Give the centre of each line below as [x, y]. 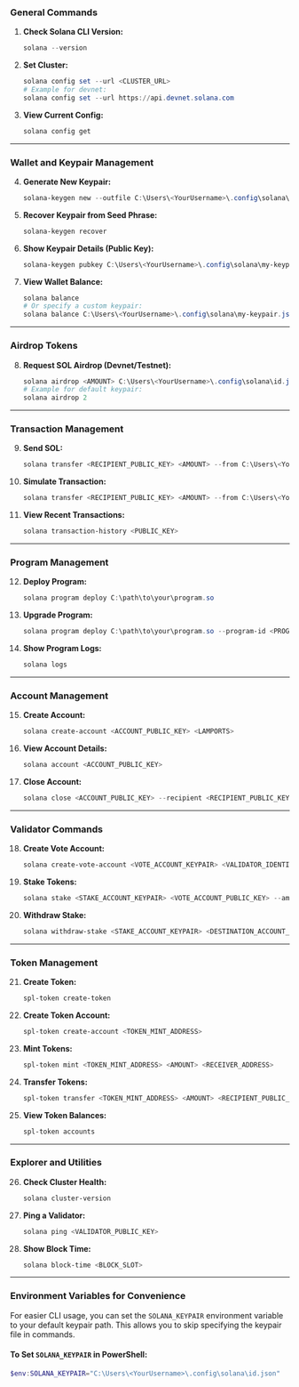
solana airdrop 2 [55, 398]
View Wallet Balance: [63, 281]
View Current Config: [63, 115]
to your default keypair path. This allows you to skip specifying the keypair [146, 1325]
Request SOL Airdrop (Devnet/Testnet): [97, 365]
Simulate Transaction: [64, 481]
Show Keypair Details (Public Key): [88, 248]
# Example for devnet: [65, 90]
